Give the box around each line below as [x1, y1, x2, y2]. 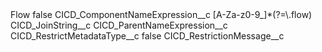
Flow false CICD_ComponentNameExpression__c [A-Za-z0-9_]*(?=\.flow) [10, 9, 313, 20]
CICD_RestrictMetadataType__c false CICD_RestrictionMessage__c [10, 30, 285, 42]
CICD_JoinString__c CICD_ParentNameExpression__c [10, 19, 228, 31]
